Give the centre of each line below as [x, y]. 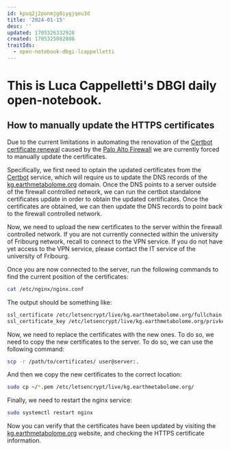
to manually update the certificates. [57, 156]
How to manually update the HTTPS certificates [111, 125]
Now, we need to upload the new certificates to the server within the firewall [115, 226]
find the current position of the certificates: [68, 276]
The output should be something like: [60, 302]
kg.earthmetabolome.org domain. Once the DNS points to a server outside [112, 184]
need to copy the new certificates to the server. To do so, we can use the [110, 342]
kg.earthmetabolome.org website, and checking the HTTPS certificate [106, 434]
